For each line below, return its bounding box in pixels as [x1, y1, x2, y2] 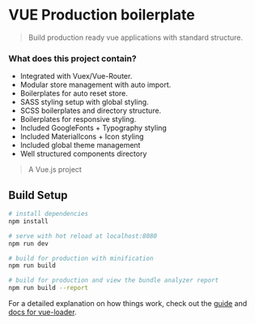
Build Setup [8, 188, 68, 202]
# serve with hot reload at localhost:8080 [8, 231, 158, 240]
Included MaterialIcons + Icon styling [19, 132, 144, 141]
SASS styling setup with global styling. [19, 97, 149, 107]
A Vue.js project [28, 165, 83, 175]
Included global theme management [19, 140, 141, 150]
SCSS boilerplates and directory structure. [19, 106, 162, 115]
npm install [8, 217, 49, 225]
